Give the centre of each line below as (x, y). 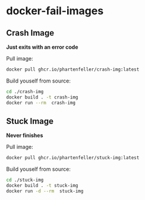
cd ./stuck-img (25, 180)
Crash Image (30, 33)
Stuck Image (30, 121)
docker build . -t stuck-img (42, 186)
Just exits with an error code (42, 47)
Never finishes (25, 135)
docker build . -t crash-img (42, 97)
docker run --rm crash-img (41, 103)
